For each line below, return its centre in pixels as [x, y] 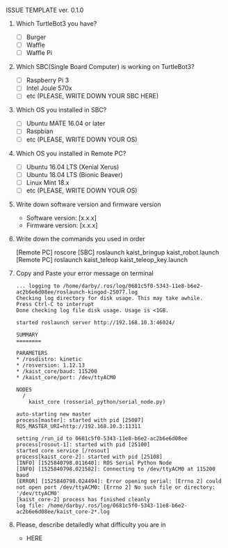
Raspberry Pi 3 [48, 80]
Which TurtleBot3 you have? [56, 23]
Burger [36, 37]
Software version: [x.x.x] [62, 218]
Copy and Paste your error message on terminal [84, 273]
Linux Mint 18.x [48, 182]
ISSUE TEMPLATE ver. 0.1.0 [45, 10]
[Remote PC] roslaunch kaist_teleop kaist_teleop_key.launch [102, 259]
